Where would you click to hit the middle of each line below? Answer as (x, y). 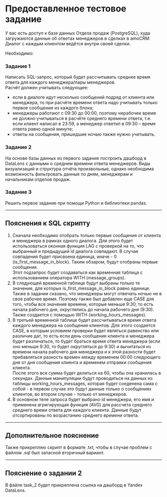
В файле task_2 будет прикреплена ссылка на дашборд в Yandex (74, 485)
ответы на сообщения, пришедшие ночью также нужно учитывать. (84, 134)
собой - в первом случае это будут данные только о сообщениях (82, 388)
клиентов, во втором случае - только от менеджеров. (70, 394)
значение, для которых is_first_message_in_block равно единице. (81, 288)
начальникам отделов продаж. (38, 179)
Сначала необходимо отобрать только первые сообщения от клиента (87, 235)
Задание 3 (18, 192)
